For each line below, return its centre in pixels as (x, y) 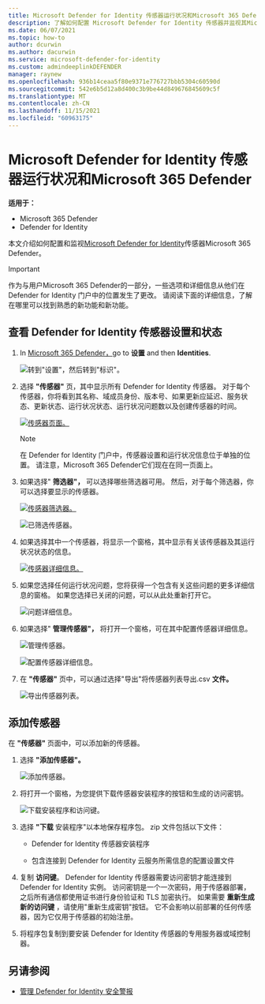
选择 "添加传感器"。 (52, 760)
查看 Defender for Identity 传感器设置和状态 (115, 332)
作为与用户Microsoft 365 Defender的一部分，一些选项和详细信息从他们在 (127, 285)
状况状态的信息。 (47, 551)
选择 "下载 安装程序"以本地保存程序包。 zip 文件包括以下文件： (122, 827)
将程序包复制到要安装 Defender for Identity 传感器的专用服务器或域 (128, 934)
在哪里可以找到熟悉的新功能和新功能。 (70, 305)
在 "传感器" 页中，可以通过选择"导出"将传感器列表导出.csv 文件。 (126, 679)
